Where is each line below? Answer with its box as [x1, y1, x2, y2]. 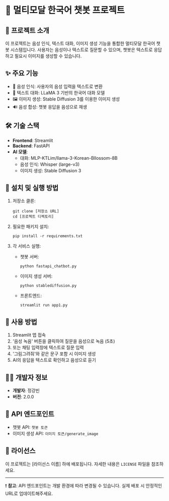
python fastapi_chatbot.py [20, 264, 77, 269]
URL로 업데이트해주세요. [5, 490, 53, 496]
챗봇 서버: [20, 254, 39, 260]
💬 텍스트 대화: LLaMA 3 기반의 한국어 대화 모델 [12, 89, 105, 95]
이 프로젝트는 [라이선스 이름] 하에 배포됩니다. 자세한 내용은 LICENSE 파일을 [5, 461, 150, 467]
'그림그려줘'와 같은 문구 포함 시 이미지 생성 [12, 351, 96, 357]
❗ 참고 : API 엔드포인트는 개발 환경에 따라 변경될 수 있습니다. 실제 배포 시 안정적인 [5, 482, 162, 488]
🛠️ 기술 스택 [5, 122, 39, 130]
